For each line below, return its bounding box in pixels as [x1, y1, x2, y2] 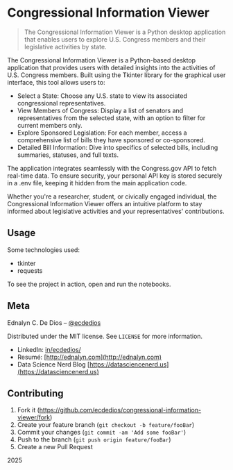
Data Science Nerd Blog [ [17, 360, 90, 369]
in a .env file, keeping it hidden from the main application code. [7, 178, 187, 187]
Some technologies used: [7, 245, 80, 254]
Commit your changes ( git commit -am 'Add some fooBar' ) [17, 428, 187, 437]
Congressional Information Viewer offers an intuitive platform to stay [7, 199, 202, 208]
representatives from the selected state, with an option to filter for [17, 113, 206, 122]
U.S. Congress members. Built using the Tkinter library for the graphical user [7, 71, 226, 79]
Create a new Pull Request [17, 443, 94, 451]
